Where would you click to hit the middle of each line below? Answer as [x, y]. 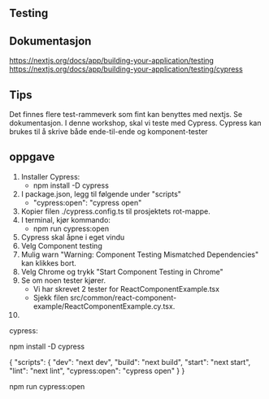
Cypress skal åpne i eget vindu [73, 237]
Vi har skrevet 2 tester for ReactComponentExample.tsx [126, 288]
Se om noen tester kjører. [63, 280]
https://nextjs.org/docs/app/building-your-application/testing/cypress [126, 69]
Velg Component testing [61, 245]
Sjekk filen [50, 297]
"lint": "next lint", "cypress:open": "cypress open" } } [97, 371]
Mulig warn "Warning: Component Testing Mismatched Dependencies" [140, 254]
